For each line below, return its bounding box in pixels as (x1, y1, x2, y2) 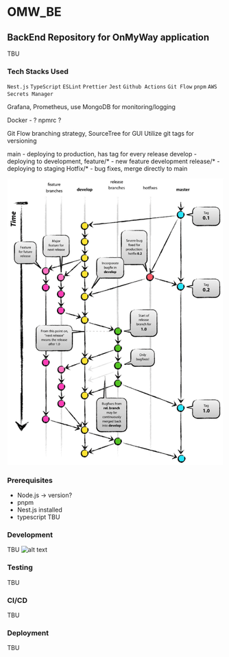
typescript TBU (16, 513, 60, 521)
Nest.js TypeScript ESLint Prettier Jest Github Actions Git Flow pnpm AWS (7, 84, 217, 91)
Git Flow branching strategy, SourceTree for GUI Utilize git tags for (7, 130, 194, 138)
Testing (7, 563, 33, 573)
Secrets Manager (7, 91, 53, 98)
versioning (7, 136, 37, 145)
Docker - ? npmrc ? (7, 116, 62, 124)
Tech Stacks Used (7, 67, 69, 76)
